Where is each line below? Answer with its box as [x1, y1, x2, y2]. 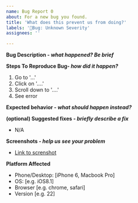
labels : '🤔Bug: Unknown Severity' [6, 24, 91, 31]
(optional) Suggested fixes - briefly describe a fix [6, 115, 129, 123]
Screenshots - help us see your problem [6, 138, 105, 145]
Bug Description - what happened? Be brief [6, 51, 114, 58]
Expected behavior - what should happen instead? [6, 104, 132, 111]
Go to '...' [14, 74, 36, 81]
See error [14, 93, 38, 100]
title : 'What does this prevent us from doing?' [6, 19, 127, 25]
